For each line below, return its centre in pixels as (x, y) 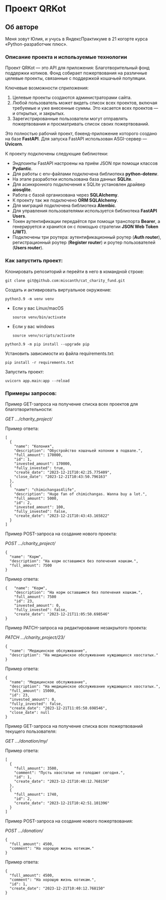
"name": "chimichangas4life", (45, 489)
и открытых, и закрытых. (39, 113)
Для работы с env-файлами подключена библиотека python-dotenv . (85, 174)
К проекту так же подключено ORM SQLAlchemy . (65, 200)
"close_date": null (30, 712)
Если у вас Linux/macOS (38, 308)
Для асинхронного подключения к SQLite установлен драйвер (79, 185)
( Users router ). (28, 248)
